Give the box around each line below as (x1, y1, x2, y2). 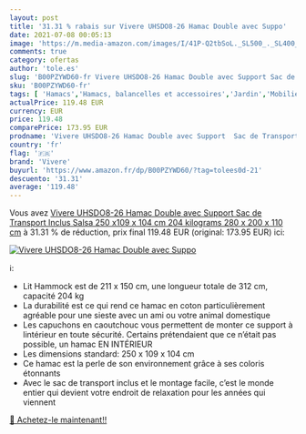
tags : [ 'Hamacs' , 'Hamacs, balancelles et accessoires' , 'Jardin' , (9, 89, 267, 98)
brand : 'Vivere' (9, 156, 71, 167)
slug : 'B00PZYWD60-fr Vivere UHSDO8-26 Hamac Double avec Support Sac (9, 73, 283, 82)
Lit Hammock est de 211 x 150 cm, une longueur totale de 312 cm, (22, 281, 269, 292)
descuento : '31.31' (9, 174, 84, 183)
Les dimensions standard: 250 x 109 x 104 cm (22, 348, 195, 359)
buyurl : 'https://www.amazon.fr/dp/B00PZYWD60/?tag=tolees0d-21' (9, 166, 262, 175)
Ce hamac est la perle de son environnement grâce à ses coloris (22, 358, 265, 369)
